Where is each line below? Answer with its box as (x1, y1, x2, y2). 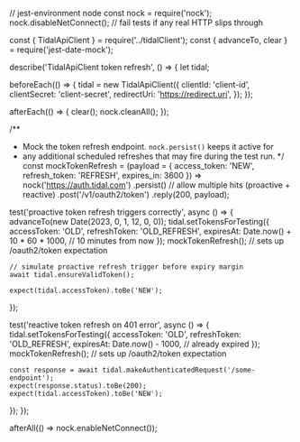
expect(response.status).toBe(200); (9, 382, 147, 391)
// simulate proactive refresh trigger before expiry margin (9, 262, 244, 272)
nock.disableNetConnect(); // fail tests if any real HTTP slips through (9, 17, 264, 28)
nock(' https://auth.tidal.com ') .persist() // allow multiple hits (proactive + (22, 180, 291, 190)
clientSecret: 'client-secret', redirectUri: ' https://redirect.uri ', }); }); (9, 89, 254, 99)
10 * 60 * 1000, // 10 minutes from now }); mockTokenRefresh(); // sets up (9, 235, 285, 246)
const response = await (9, 365, 99, 374)
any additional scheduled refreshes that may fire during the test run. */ (22, 151, 285, 161)
